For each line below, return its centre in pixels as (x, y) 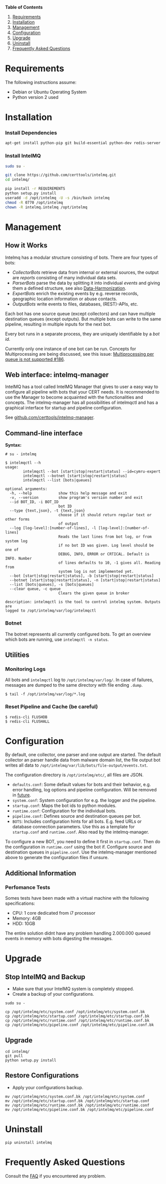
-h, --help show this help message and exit (68, 493)
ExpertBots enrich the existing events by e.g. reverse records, (75, 293)
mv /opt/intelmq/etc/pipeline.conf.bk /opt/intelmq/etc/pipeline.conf (80, 1109)
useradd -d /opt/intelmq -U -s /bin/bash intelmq (57, 198)
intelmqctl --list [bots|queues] (57, 480)
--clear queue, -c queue (35, 589)
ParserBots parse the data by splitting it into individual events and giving (86, 283)
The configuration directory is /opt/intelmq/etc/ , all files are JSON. (74, 775)
